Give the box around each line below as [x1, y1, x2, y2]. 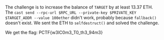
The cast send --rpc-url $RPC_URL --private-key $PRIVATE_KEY [5, 9, 137, 15]
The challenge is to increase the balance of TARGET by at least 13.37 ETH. [5, 4, 153, 10]
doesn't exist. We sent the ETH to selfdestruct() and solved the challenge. [5, 20, 160, 26]
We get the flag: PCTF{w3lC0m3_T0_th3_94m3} [5, 30, 103, 35]
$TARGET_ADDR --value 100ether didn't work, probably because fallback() [5, 15, 157, 20]
